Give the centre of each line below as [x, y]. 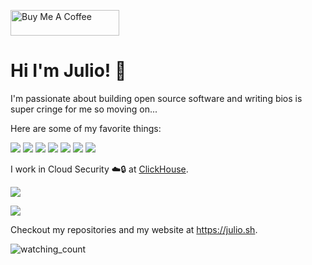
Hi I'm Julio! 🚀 [68, 71]
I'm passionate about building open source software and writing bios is [156, 98]
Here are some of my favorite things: [86, 128]
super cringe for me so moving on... [84, 109]
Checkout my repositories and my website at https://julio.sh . [134, 229]
